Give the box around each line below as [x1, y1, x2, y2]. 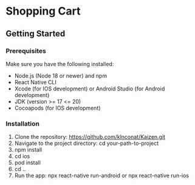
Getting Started [5, 29, 66, 39]
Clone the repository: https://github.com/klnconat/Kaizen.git [14, 133, 165, 141]
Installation [5, 119, 40, 128]
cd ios [14, 153, 30, 160]
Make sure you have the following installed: [5, 60, 114, 67]
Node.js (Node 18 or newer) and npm [14, 72, 108, 79]
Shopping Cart [5, 4, 81, 18]
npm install [14, 146, 43, 153]
